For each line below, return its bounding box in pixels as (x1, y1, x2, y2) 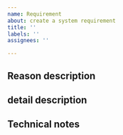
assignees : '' (7, 37, 50, 44)
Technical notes (7, 119, 80, 131)
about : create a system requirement (7, 17, 116, 24)
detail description (7, 94, 87, 106)
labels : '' (7, 30, 40, 38)
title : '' (7, 24, 37, 31)
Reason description (7, 69, 96, 82)
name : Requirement (7, 10, 62, 18)
